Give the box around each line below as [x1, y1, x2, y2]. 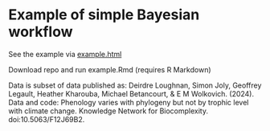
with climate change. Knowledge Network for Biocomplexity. [8, 106, 209, 116]
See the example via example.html [8, 49, 122, 59]
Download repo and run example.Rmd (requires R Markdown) [8, 64, 211, 74]
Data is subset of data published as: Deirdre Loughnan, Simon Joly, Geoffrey [8, 80, 262, 90]
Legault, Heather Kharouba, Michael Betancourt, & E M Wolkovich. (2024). [8, 88, 255, 98]
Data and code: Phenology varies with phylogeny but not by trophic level [8, 97, 249, 107]
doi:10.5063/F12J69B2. [8, 114, 85, 124]
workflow [8, 23, 73, 41]
